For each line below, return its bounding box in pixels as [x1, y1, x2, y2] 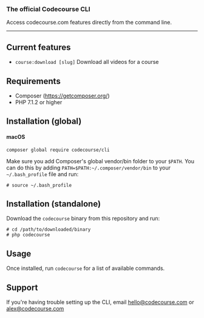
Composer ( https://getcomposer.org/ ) [15, 92, 110, 99]
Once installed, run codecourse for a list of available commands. [6, 264, 165, 272]
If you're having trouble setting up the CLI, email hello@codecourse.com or [6, 298, 194, 306]
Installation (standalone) [6, 199, 101, 209]
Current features [6, 42, 71, 52]
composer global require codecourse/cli [6, 147, 110, 153]
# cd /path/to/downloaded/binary [6, 227, 91, 233]
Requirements [6, 76, 61, 87]
